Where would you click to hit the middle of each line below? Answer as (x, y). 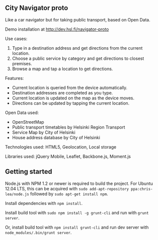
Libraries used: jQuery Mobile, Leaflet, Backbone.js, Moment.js (68, 156)
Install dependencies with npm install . (44, 203)
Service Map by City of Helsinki (44, 132)
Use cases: (16, 38)
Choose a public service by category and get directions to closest (78, 58)
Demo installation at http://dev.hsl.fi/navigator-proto (57, 29)
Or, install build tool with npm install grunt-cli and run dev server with (77, 227)
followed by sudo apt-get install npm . (69, 194)
